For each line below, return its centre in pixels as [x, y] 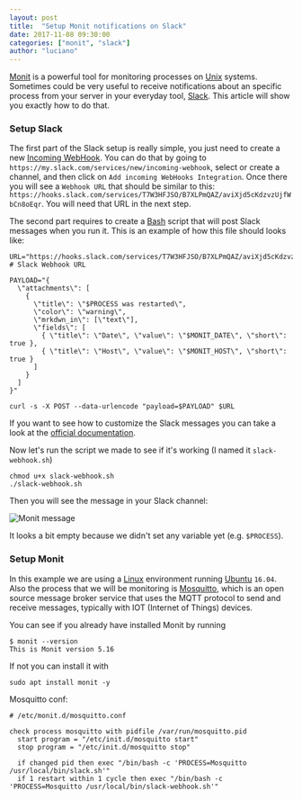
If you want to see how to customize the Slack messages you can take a [143, 423]
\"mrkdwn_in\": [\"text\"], [86, 320]
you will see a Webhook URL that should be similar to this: [112, 186]
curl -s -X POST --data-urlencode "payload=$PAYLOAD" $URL [122, 407]
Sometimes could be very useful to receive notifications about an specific [146, 86]
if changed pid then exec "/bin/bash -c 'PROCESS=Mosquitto [132, 763]
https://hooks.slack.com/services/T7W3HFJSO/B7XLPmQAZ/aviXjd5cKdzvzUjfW [151, 195]
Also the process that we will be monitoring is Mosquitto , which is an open [147, 588]
